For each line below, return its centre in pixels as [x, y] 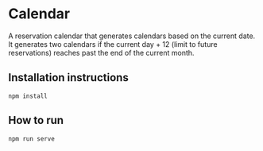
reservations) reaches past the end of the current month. [101, 52]
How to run [36, 120]
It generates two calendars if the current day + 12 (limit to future [113, 44]
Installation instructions [68, 77]
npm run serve [32, 139]
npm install [28, 96]
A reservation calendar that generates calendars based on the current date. [132, 36]
